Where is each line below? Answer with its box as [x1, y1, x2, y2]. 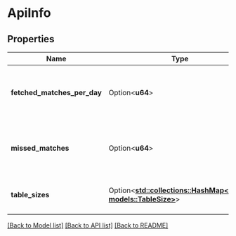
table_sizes [11, 190, 50, 199]
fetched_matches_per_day [11, 88, 102, 97]
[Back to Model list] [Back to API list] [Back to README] [7, 221, 169, 230]
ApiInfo [7, 5, 51, 21]
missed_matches [11, 143, 70, 153]
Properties [7, 33, 55, 45]
